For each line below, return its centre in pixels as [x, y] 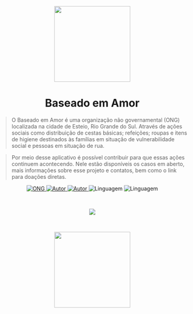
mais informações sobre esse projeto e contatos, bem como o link [94, 170]
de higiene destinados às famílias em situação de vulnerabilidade [93, 139]
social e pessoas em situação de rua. [58, 145]
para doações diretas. [39, 176]
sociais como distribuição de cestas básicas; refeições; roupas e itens [99, 133]
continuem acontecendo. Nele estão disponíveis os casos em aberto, [98, 164]
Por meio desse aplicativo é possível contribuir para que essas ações [98, 157]
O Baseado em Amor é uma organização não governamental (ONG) [96, 120]
